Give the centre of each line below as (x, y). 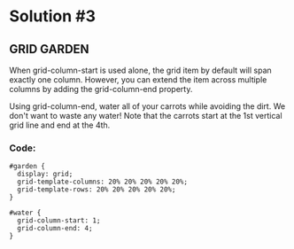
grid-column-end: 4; (55, 229)
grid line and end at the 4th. (60, 125)
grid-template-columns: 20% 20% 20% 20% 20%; (103, 182)
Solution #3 (52, 16)
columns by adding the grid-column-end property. (101, 89)
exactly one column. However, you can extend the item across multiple (138, 80)
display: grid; (45, 175)
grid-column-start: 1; (59, 221)
